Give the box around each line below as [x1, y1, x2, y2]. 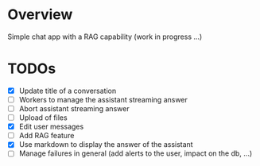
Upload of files [18, 113, 68, 122]
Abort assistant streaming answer [18, 104, 130, 113]
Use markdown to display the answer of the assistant [18, 140, 193, 149]
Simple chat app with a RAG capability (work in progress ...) [7, 32, 203, 41]
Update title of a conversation [18, 86, 117, 95]
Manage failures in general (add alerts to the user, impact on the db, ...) [18, 149, 253, 158]
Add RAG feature [18, 131, 75, 141]
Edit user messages [18, 122, 84, 132]
